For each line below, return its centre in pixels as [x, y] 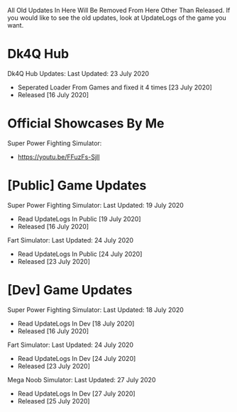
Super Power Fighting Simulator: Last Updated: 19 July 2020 [96, 205]
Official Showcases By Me [86, 124]
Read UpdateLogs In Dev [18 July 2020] [76, 323]
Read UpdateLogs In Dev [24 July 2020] [77, 358]
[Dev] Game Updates [70, 290]
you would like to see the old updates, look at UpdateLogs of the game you [117, 18]
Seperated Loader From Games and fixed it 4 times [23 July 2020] [115, 87]
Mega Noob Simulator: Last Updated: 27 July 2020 [82, 379]
